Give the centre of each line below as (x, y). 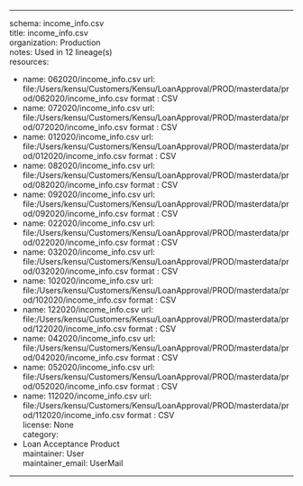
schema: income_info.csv (57, 23)
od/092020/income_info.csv (75, 214)
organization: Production (55, 42)
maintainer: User (53, 453)
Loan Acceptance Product (71, 444)
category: (40, 434)
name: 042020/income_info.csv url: (89, 338)
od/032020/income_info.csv (75, 271)
